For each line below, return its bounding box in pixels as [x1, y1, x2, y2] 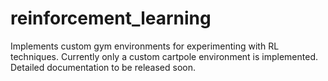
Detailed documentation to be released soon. [10, 61, 196, 73]
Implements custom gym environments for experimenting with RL [10, 40, 280, 52]
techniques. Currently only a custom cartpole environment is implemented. [10, 50, 318, 62]
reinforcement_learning [10, 7, 212, 30]
